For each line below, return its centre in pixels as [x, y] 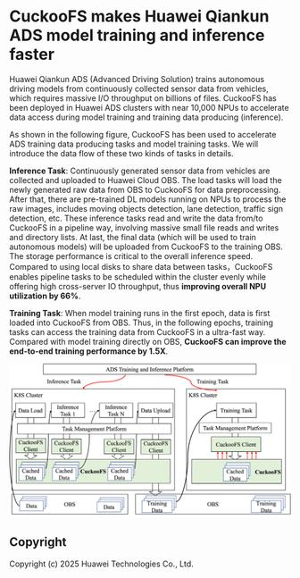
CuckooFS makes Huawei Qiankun [139, 17]
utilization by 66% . [45, 296]
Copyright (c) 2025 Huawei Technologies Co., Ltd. [101, 564]
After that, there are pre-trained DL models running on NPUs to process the [148, 199]
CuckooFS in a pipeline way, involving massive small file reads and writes [144, 227]
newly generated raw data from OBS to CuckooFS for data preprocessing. [145, 189]
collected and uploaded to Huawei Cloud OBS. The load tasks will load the [146, 180]
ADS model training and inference [137, 35]
